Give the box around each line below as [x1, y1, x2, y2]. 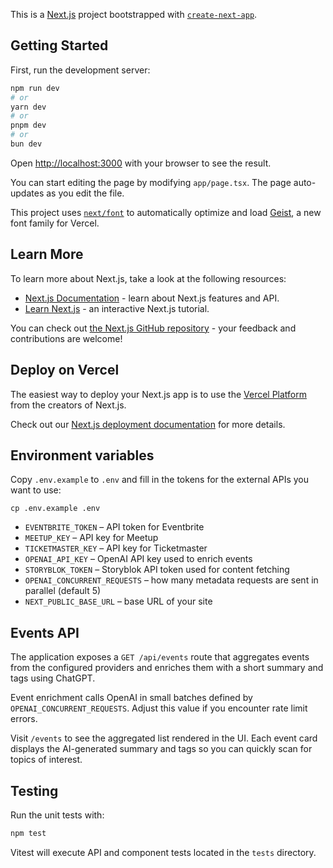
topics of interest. [10, 754, 83, 766]
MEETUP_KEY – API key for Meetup [24, 532, 159, 544]
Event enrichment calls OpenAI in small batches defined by [10, 692, 253, 704]
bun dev [10, 139, 43, 149]
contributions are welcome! [10, 332, 123, 344]
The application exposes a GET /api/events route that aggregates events [10, 651, 310, 663]
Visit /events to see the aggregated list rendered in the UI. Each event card [10, 732, 318, 744]
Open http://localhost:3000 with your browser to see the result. [10, 157, 272, 169]
